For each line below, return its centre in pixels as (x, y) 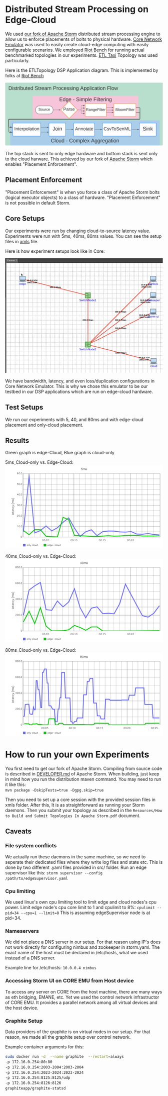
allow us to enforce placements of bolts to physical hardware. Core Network (84, 39)
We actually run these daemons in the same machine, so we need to (75, 857)
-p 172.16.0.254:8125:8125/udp (38, 1078)
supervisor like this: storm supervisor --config (54, 872)
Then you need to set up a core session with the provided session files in (80, 800)
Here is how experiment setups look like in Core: (55, 251)
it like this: (15, 784)
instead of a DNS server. (30, 958)
